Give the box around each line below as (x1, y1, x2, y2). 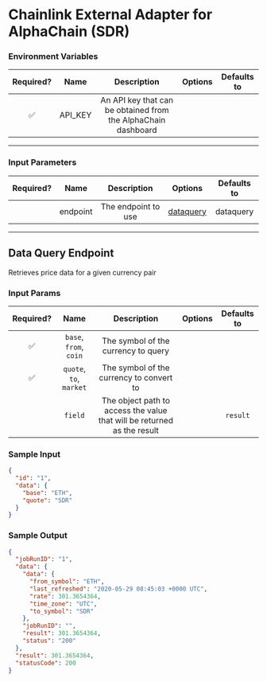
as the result (112, 424, 159, 435)
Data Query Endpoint (8, 247, 114, 260)
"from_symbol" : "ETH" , (29, 578, 105, 586)
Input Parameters (8, 157, 77, 168)
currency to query (102, 345, 169, 356)
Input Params (8, 287, 61, 298)
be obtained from (104, 105, 169, 116)
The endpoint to (100, 201, 161, 212)
